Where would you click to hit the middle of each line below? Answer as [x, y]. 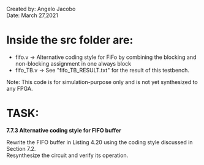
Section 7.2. [21, 148]
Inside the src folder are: [70, 40]
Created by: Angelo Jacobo [41, 9]
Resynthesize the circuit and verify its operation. [67, 155]
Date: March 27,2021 [32, 15]
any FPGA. [20, 88]
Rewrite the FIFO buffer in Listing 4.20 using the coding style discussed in [100, 142]
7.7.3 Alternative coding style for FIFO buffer [64, 130]
